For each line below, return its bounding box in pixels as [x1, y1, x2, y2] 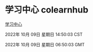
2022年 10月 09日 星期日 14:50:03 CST [5, 31, 83, 37]
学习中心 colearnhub [5, 4, 89, 15]
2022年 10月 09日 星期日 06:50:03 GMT [5, 41, 85, 47]
